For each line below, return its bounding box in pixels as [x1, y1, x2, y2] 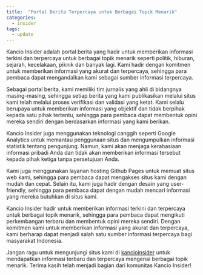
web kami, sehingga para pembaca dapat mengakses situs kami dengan [6, 174, 187, 181]
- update [12, 32, 34, 38]
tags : [6, 25, 20, 32]
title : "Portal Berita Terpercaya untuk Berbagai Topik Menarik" [6, 8, 178, 15]
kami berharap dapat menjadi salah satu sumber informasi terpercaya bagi [6, 231, 193, 238]
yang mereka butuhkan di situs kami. [6, 193, 98, 200]
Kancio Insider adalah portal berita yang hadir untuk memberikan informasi [6, 48, 193, 55]
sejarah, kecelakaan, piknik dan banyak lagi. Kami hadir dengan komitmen [6, 61, 191, 69]
